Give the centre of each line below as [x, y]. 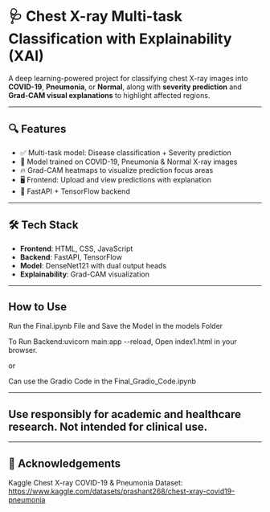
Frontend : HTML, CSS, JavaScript [76, 248]
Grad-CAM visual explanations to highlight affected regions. [109, 95]
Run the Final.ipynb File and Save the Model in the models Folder [116, 326]
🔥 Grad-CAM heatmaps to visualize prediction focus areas [117, 170]
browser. [23, 350]
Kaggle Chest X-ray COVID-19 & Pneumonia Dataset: [96, 483]
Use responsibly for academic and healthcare [125, 414]
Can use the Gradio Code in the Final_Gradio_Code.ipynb [102, 381]
